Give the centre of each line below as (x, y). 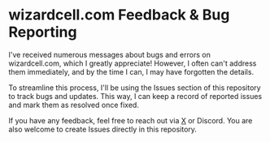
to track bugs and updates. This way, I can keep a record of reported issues (135, 96)
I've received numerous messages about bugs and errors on (110, 54)
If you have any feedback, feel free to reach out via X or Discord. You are (131, 120)
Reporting (43, 32)
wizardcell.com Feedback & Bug (119, 15)
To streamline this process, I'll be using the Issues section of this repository (135, 88)
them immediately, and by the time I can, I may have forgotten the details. (131, 71)
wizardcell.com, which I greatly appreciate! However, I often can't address (133, 63)
